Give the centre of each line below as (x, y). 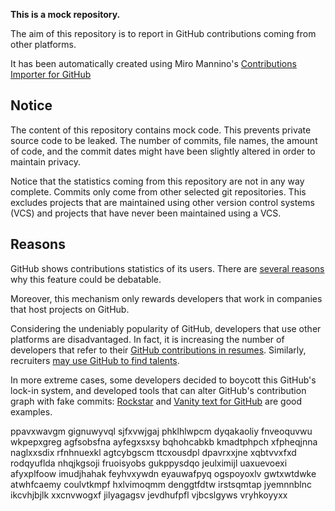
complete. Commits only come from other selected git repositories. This (158, 191)
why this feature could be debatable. (86, 279)
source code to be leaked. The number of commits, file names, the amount (164, 140)
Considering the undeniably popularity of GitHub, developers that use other (166, 328)
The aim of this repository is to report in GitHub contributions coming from (163, 33)
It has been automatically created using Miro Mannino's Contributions (153, 63)
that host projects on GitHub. (70, 309)
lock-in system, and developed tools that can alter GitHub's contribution (158, 390)
